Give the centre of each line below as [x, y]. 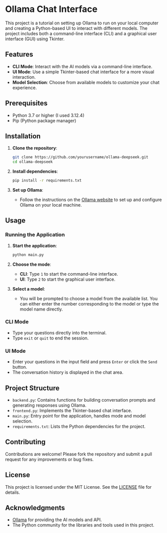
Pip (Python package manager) [44, 120]
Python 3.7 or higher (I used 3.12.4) [48, 115]
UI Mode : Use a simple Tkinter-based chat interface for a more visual [83, 72]
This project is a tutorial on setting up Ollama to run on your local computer [82, 23]
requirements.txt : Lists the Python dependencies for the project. [79, 426]
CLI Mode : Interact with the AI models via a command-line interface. [82, 66]
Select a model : [29, 289]
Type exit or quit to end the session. [50, 338]
